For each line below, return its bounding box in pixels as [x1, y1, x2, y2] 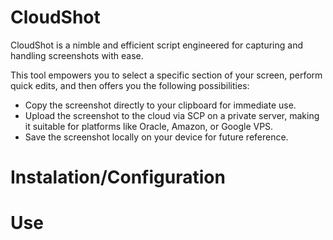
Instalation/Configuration [10, 166, 226, 189]
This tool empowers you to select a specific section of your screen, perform [10, 69, 323, 81]
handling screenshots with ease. [10, 49, 144, 61]
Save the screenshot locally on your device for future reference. [24, 131, 289, 143]
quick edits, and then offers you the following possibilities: [10, 79, 250, 91]
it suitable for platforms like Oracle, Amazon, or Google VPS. [24, 120, 274, 132]
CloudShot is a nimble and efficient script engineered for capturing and [10, 39, 303, 51]
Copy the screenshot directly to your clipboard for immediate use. [24, 99, 297, 111]
